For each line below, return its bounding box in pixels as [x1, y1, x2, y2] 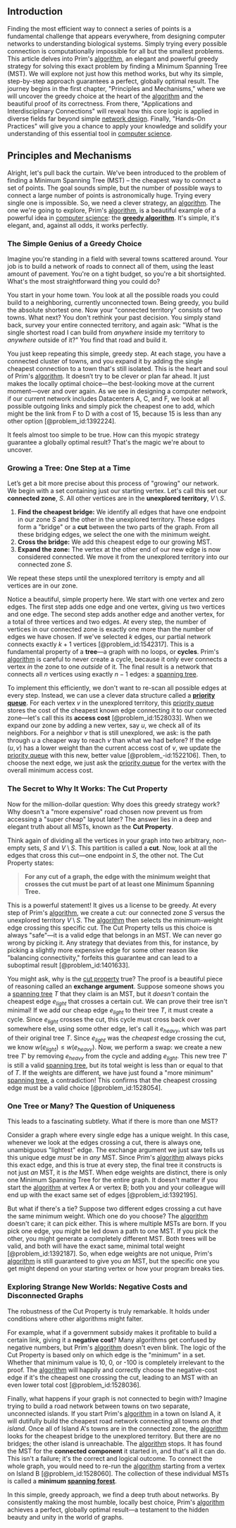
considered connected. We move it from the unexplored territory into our [17, 553, 229, 562]
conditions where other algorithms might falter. [7, 1314, 144, 1323]
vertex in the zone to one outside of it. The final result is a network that [7, 662, 213, 671]
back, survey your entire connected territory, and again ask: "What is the [7, 320, 218, 329]
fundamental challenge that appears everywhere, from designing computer [7, 32, 225, 40]
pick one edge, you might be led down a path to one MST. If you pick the [7, 1227, 218, 1235]
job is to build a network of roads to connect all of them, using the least [7, 262, 214, 270]
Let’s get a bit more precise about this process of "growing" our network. [7, 479, 220, 487]
